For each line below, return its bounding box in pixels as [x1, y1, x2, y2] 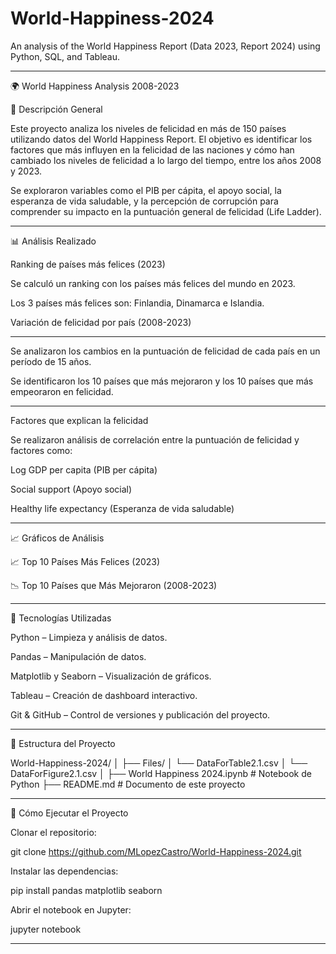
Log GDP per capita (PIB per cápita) [10, 463, 158, 476]
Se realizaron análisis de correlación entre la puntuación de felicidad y [10, 433, 300, 446]
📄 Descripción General [10, 103, 103, 115]
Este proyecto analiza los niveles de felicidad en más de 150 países [10, 122, 287, 134]
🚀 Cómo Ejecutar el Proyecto [10, 807, 129, 819]
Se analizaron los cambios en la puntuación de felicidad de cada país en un [10, 345, 321, 357]
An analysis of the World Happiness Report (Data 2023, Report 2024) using [10, 40, 321, 52]
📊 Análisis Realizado [10, 235, 97, 247]
